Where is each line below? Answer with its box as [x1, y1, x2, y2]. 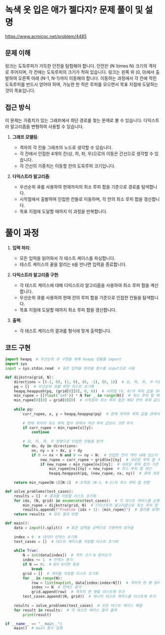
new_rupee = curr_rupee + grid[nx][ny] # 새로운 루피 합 [40, 457, 156, 462]
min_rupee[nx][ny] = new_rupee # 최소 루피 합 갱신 [49, 466, 152, 472]
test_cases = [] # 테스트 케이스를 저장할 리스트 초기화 [14, 539, 119, 544]
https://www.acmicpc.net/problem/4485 [5, 33, 87, 39]
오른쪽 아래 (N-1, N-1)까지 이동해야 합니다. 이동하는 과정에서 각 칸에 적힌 [18, 75, 157, 81]
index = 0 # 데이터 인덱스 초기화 [14, 535, 78, 540]
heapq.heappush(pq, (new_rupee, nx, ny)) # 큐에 [49, 471, 151, 476]
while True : [14, 548, 38, 553]
